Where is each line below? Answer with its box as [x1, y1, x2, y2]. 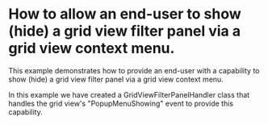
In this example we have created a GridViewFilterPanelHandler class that [8, 90, 250, 99]
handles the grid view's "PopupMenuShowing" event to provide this [8, 98, 234, 108]
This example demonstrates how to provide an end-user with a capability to [8, 65, 260, 75]
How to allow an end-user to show [8, 5, 242, 23]
